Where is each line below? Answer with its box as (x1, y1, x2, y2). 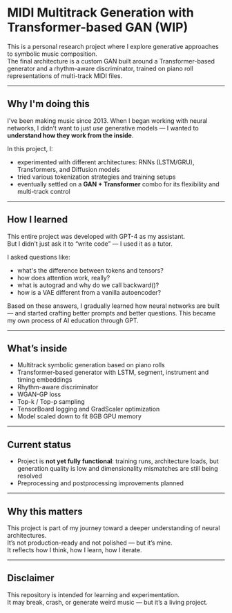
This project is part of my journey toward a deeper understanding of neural (7, 524, 220, 532)
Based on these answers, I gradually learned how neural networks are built (7, 302, 220, 310)
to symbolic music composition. (7, 50, 98, 58)
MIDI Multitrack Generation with (7, 5, 195, 21)
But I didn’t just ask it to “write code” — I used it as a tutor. (7, 240, 173, 248)
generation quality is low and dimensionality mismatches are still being (17, 465, 218, 473)
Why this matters (7, 505, 83, 517)
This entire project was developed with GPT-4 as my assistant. (7, 232, 185, 240)
